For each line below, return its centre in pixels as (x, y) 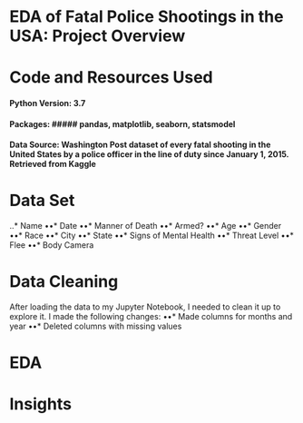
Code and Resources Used (111, 78)
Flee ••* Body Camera (52, 245)
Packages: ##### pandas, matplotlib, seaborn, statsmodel (122, 123)
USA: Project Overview (98, 36)
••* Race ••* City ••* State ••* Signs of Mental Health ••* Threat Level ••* (152, 236)
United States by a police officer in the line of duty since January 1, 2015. (149, 154)
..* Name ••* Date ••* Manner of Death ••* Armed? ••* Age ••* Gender (146, 226)
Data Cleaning (64, 282)
